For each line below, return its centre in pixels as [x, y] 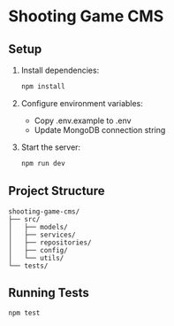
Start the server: [51, 147]
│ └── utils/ [36, 258]
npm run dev [43, 163]
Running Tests [49, 293]
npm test [24, 313]
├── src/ [24, 219]
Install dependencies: [60, 70]
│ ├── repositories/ [50, 242]
